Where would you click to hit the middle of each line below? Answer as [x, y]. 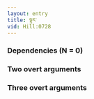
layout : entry [28, 13]
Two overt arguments [44, 69]
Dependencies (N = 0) [45, 51]
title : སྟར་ [22, 20]
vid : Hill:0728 [29, 26]
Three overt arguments [47, 88]
